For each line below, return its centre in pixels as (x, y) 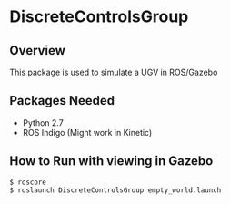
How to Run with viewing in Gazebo (111, 161)
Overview (38, 51)
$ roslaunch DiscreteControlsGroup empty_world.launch (115, 190)
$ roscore (28, 182)
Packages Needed (62, 101)
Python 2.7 (43, 122)
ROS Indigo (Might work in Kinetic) (87, 132)
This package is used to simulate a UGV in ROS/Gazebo (114, 72)
